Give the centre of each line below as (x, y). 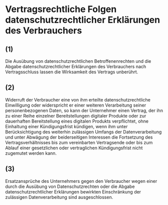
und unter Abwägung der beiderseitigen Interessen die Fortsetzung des (79, 137)
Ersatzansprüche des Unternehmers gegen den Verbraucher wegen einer (81, 181)
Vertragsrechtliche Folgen (61, 9)
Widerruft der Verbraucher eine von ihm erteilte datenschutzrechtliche (78, 99)
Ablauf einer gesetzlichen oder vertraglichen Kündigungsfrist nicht (74, 148)
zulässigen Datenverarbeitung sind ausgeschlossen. (59, 197)
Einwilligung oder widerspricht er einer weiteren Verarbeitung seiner (76, 105)
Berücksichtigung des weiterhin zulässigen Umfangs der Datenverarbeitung (83, 132)
